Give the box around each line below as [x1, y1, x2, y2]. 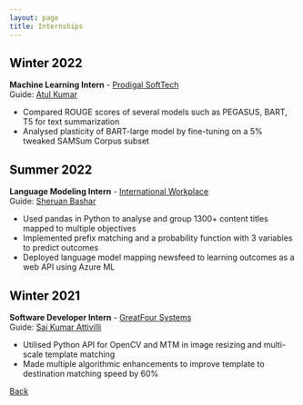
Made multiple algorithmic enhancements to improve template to [22, 358, 266, 369]
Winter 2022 [9, 55, 83, 71]
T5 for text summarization [22, 116, 120, 127]
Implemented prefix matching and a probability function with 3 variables [22, 232, 293, 243]
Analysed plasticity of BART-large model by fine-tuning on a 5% [22, 126, 264, 137]
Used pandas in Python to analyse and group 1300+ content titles [22, 213, 268, 224]
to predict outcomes [22, 242, 99, 253]
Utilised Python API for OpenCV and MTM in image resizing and [22, 339, 262, 350]
